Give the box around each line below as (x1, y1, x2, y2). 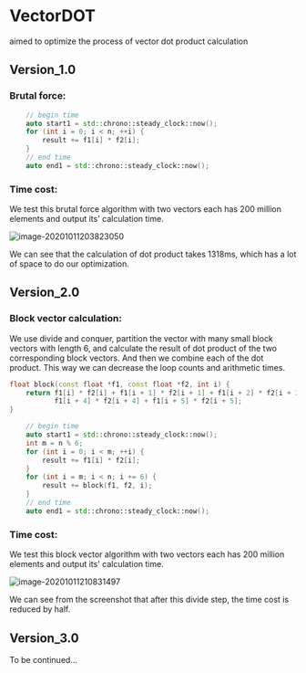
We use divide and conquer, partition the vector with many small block (9, 332, 273, 343)
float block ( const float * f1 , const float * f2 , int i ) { (9, 380, 230, 389)
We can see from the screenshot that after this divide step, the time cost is (9, 594, 290, 605)
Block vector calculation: (9, 312, 123, 325)
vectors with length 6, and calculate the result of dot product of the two (9, 342, 278, 353)
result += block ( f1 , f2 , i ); (42, 481, 153, 490)
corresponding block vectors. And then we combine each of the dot (9, 352, 264, 363)
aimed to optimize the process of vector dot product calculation (9, 36, 249, 47)
